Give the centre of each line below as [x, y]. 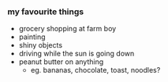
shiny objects [41, 45]
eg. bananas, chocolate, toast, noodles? [95, 70]
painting [32, 37]
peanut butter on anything [61, 62]
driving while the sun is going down [77, 54]
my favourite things [46, 12]
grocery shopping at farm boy [67, 29]
